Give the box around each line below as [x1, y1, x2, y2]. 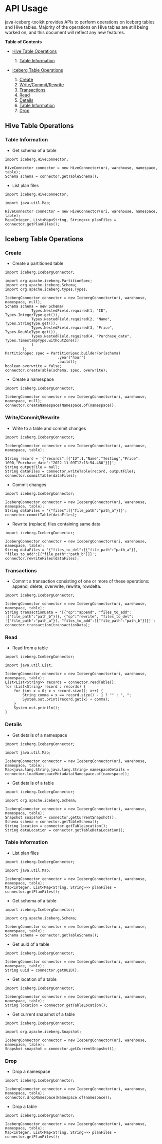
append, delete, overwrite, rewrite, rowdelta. [12, 583, 101, 589]
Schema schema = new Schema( [5, 304, 64, 309]
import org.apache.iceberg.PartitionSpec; [5, 279, 92, 283]
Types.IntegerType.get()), [5, 313, 60, 318]
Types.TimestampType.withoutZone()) [5, 338, 79, 343]
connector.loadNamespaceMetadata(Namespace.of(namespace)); [5, 771, 130, 776]
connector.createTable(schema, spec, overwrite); [5, 368, 108, 373]
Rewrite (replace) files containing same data [12, 521, 101, 526]
